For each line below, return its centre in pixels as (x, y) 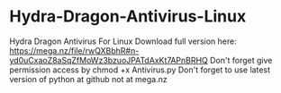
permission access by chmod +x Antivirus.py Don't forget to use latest (140, 70)
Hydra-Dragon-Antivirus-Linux (128, 17)
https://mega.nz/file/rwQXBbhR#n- (74, 50)
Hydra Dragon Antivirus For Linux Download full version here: (123, 41)
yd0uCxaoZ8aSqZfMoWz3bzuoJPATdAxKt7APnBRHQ (109, 60)
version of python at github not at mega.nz (89, 79)
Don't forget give (241, 60)
